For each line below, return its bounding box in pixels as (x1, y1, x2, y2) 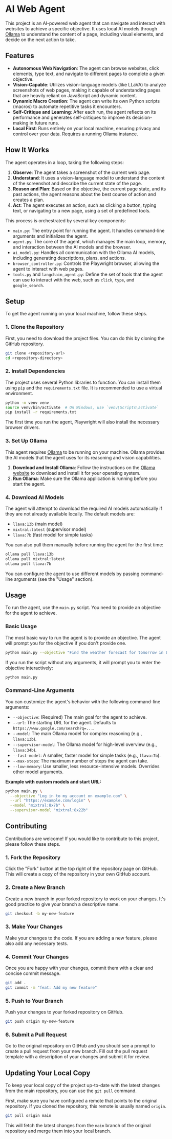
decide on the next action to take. (5, 37, 76, 43)
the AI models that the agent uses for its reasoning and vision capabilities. (5, 454, 161, 460)
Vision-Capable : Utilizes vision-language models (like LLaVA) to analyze (12, 81, 166, 87)
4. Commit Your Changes (5, 953, 69, 960)
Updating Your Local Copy (5, 1069, 91, 1077)
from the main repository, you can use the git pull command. (5, 1088, 137, 1094)
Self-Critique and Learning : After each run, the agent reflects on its (12, 109, 156, 115)
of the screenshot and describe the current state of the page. (12, 180, 142, 186)
